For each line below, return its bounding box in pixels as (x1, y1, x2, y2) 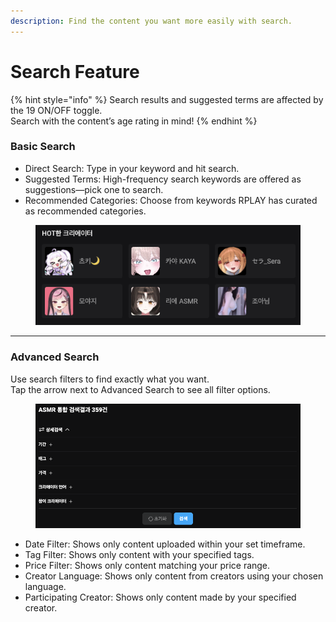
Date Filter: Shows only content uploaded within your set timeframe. (24, 538, 306, 550)
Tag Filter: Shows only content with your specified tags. (24, 548, 255, 560)
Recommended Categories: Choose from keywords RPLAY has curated (24, 194, 318, 206)
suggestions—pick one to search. (24, 183, 164, 195)
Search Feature (10, 60, 140, 83)
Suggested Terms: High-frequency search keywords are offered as (24, 173, 302, 185)
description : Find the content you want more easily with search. (10, 16, 293, 26)
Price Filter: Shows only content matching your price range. (24, 559, 271, 571)
